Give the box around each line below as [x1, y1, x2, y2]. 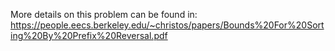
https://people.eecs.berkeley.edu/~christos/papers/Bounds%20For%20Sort [10, 19, 325, 31]
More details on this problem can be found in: [10, 9, 198, 20]
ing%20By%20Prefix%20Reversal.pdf [10, 30, 168, 41]
